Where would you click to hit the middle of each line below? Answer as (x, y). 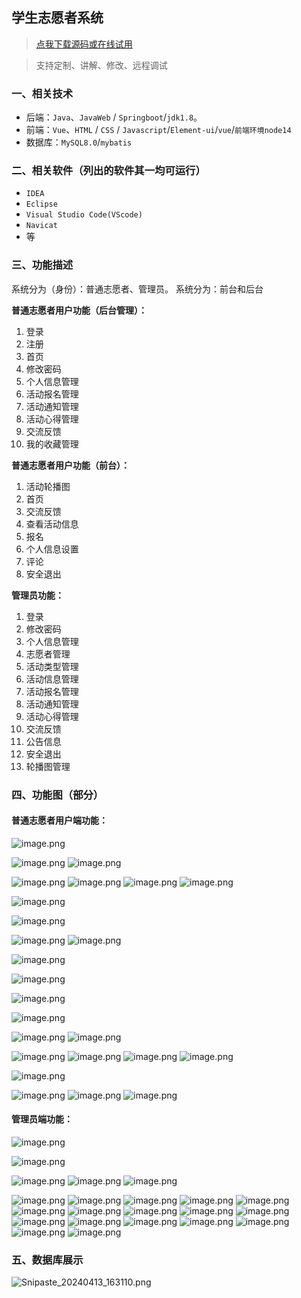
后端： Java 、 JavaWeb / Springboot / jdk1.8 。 (114, 117)
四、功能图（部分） (57, 795)
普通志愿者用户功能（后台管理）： (79, 310)
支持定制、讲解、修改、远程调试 (101, 65)
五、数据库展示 (47, 1260)
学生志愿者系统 (57, 18)
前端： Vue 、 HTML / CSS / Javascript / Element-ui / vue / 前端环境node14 (158, 130)
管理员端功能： (42, 1119)
